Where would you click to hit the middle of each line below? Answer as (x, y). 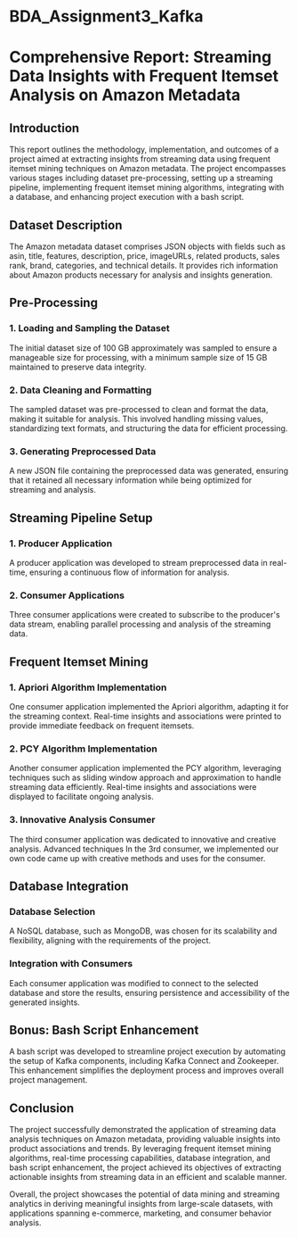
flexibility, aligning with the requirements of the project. (110, 941)
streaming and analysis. (52, 490)
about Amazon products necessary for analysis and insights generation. (141, 275)
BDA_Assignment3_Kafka (106, 17)
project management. (48, 1080)
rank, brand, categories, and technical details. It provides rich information (144, 266)
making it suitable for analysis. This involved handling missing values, (137, 419)
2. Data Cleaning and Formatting (81, 390)
